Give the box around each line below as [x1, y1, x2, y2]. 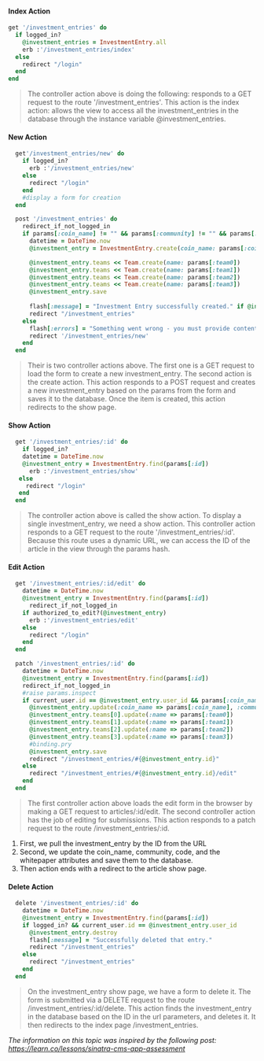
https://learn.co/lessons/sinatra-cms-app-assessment [8, 1044, 186, 1053]
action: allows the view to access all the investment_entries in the [27, 106, 240, 116]
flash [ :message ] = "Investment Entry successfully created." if [28, 303, 244, 311]
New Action [8, 132, 47, 142]
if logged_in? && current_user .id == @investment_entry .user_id [22, 921, 237, 929]
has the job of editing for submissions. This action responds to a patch [27, 815, 256, 824]
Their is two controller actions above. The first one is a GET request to [27, 360, 255, 370]
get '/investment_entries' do [8, 24, 108, 31]
